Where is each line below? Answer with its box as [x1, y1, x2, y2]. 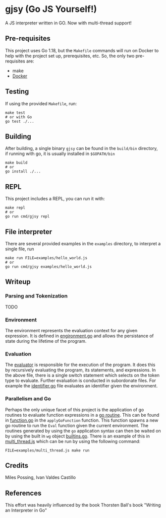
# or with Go [5, 114, 32, 120]
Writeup [5, 278, 31, 286]
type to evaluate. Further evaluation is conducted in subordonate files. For [5, 377, 156, 383]
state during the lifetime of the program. [5, 338, 87, 344]
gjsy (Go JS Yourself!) [5, 3, 97, 15]
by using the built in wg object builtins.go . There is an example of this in [5, 433, 150, 439]
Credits [5, 461, 29, 470]
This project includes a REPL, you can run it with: [5, 196, 105, 202]
